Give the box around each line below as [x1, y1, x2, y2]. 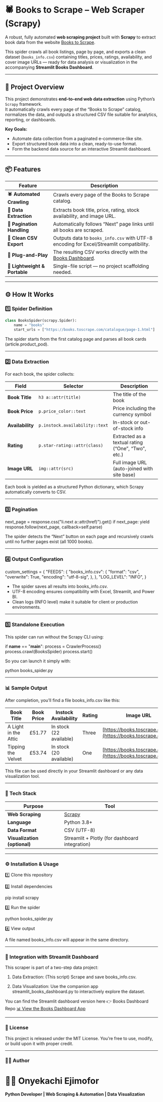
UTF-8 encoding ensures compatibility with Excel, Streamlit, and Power [12, 588, 155, 594]
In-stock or [113, 419, 139, 426]
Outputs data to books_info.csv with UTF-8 [53, 234, 153, 241]
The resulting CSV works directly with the [53, 249, 148, 255]
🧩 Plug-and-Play [7, 251, 48, 258]
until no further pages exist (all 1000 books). [5, 539, 94, 544]
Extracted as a [113, 433, 146, 440]
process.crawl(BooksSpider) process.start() [5, 649, 93, 655]
